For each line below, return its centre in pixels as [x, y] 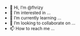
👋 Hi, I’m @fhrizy [26, 8]
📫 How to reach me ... [32, 28]
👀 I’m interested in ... [30, 13]
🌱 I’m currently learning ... [35, 18]
